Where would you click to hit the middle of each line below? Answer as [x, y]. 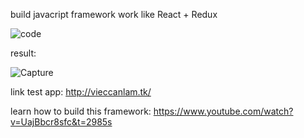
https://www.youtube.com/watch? [223, 111]
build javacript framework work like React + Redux [114, 14]
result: [23, 53]
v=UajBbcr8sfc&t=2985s [61, 122]
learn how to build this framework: [81, 111]
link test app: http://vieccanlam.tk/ [81, 92]
